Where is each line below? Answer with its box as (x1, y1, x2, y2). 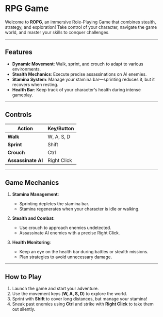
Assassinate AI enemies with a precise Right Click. (19, 230, 120, 236)
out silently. (12, 306, 35, 312)
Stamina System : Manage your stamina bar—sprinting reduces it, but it (12, 76, 155, 82)
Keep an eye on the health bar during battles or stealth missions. (19, 249, 149, 255)
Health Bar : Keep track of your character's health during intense (12, 87, 141, 92)
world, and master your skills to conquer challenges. (5, 29, 110, 35)
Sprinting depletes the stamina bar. (19, 201, 90, 207)
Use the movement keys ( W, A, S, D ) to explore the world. (12, 291, 128, 297)
